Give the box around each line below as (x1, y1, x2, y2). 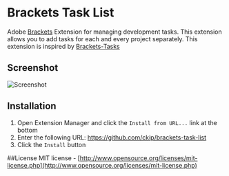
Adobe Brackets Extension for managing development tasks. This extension (7, 27, 222, 36)
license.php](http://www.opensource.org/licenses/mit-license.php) (7, 161, 198, 169)
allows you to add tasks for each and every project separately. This (7, 34, 198, 43)
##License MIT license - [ (7, 153, 81, 162)
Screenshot (7, 62, 59, 74)
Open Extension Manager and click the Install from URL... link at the (17, 118, 217, 126)
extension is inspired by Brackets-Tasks (7, 42, 120, 50)
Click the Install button (17, 140, 86, 148)
